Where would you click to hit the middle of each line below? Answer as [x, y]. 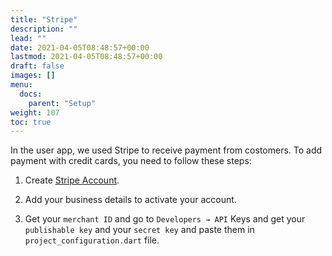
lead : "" [28, 38]
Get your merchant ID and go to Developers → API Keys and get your [165, 219]
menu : [21, 85]
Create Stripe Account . [72, 180]
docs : [31, 94]
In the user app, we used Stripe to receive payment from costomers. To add [166, 150]
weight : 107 [35, 112]
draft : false [37, 66]
